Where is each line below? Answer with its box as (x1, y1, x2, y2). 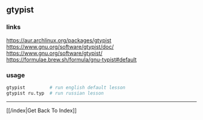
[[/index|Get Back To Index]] (6, 107, 77, 114)
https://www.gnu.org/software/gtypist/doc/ (6, 43, 114, 50)
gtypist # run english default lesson (6, 84, 126, 90)
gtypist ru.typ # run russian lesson (6, 90, 104, 96)
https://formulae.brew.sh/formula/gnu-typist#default (6, 55, 137, 63)
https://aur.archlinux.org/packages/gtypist (6, 36, 112, 44)
